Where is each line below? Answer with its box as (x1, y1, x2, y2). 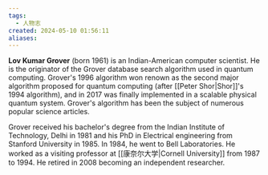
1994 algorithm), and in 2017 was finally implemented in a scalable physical (8, 89, 257, 100)
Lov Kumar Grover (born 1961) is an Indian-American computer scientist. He (8, 56, 261, 66)
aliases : (8, 34, 38, 42)
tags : (8, 11, 26, 20)
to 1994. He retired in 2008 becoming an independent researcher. (8, 157, 225, 168)
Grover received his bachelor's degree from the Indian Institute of (8, 122, 225, 132)
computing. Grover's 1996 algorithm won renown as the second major (8, 73, 239, 82)
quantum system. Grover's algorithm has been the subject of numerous (8, 98, 245, 108)
